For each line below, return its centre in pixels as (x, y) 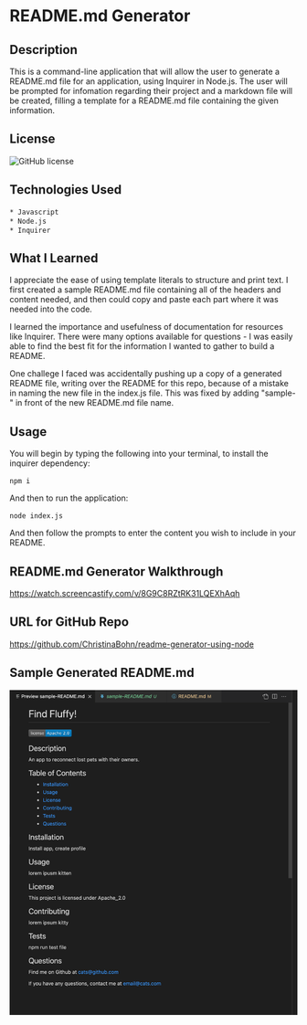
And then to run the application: (69, 498)
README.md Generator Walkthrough (116, 571)
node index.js (37, 516)
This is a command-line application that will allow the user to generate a (145, 71)
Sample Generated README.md (102, 673)
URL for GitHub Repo (69, 622)
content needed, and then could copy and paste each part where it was (144, 300)
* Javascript (34, 212)
